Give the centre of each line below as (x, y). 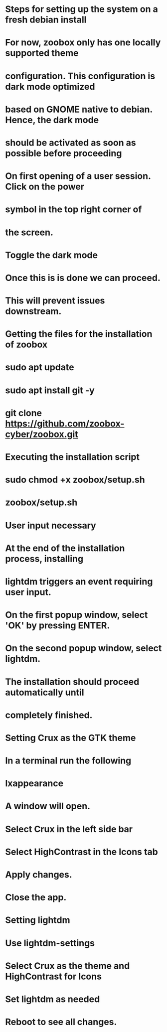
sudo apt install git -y (50, 390)
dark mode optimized (50, 86)
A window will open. (48, 806)
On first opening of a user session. (78, 176)
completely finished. (49, 715)
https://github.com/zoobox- (65, 423)
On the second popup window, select (83, 648)
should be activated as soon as (71, 143)
